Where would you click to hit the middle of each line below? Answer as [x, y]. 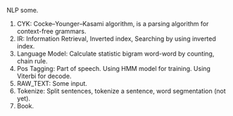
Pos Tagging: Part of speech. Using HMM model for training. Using [113, 69]
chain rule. [32, 61]
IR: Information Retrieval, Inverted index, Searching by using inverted [116, 39]
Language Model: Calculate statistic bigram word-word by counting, [115, 53]
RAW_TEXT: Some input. [52, 83]
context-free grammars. [51, 31]
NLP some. [23, 10]
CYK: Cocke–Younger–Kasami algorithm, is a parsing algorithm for [113, 24]
